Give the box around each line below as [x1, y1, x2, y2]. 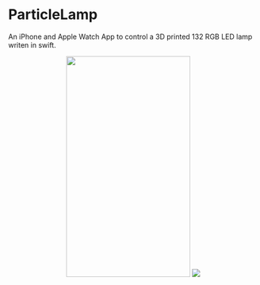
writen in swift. [8, 40, 57, 49]
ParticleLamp [8, 6, 97, 24]
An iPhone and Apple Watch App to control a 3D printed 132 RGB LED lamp [8, 32, 253, 41]
